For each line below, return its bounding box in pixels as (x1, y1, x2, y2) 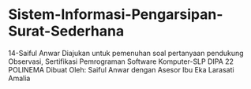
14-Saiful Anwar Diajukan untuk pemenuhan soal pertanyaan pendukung (8, 48, 244, 57)
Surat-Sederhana (8, 22, 125, 40)
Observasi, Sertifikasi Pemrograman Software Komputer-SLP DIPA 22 (8, 57, 234, 66)
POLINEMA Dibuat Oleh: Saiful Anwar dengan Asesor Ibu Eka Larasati (8, 65, 234, 74)
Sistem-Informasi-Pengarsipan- (8, 6, 223, 24)
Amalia (8, 73, 31, 83)
